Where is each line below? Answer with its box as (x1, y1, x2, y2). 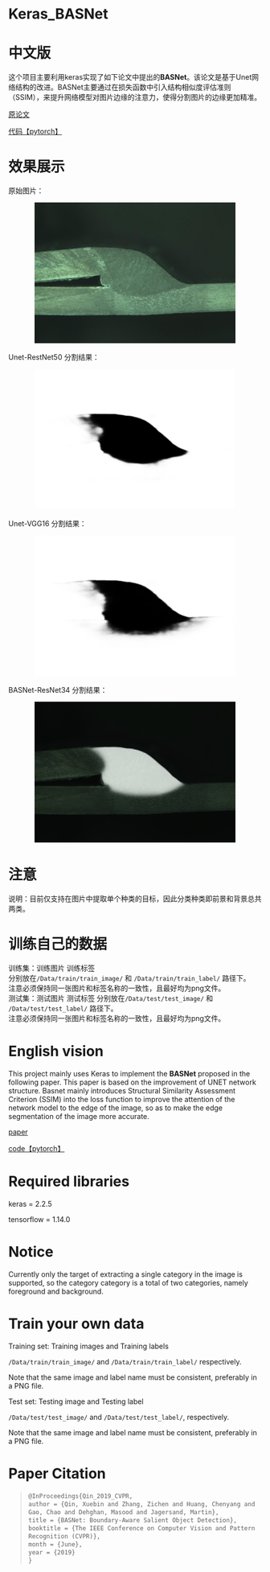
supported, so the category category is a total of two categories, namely (8, 1278, 249, 1287)
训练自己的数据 (8, 935, 108, 953)
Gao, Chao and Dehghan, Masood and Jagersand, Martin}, (27, 1508, 219, 1516)
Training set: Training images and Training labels (8, 1341, 169, 1351)
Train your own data (8, 1315, 145, 1332)
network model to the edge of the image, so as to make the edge (8, 1103, 223, 1113)
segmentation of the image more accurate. (8, 1111, 150, 1121)
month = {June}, (27, 1540, 83, 1549)
